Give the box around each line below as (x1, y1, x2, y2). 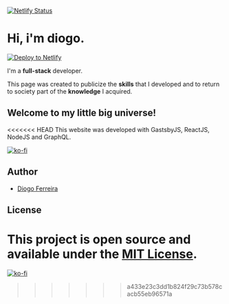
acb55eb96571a (127, 290, 173, 298)
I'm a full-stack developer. (7, 66, 83, 75)
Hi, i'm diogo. (7, 31, 85, 46)
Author (7, 166, 38, 178)
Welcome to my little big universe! (7, 107, 156, 119)
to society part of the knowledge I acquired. (7, 87, 133, 96)
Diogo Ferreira (17, 184, 58, 193)
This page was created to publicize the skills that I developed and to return (7, 80, 220, 88)
